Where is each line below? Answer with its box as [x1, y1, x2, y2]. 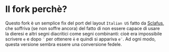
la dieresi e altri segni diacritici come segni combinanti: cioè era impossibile [5, 30, 162, 36]
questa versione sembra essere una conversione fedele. [5, 41, 122, 47]
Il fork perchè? [5, 3, 67, 15]
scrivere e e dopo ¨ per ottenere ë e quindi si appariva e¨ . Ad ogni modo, [5, 36, 156, 42]
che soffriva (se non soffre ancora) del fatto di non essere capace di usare [5, 25, 160, 31]
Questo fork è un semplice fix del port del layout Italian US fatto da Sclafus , [5, 20, 164, 26]
